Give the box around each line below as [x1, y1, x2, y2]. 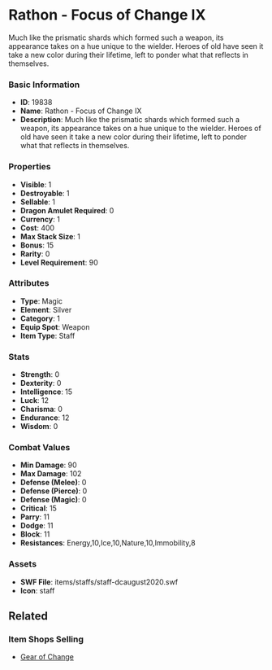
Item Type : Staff [19, 331, 76, 340]
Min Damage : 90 [19, 460, 77, 470]
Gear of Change [19, 652, 75, 662]
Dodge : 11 [19, 521, 54, 531]
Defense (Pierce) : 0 [19, 486, 88, 496]
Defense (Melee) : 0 [19, 478, 87, 488]
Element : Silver [19, 304, 72, 314]
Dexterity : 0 [19, 379, 62, 388]
